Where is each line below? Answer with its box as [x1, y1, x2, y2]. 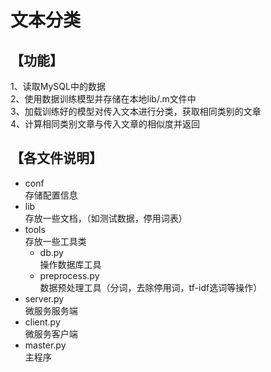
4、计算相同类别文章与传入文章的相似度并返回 [10, 118, 201, 130]
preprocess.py [39, 269, 100, 281]
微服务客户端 [24, 327, 78, 340]
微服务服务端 [24, 304, 78, 316]
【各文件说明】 [10, 150, 103, 167]
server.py [24, 292, 65, 305]
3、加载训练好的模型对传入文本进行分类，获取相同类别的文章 [10, 106, 262, 117]
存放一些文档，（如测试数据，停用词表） [24, 212, 188, 224]
